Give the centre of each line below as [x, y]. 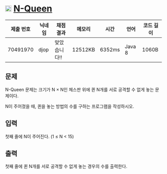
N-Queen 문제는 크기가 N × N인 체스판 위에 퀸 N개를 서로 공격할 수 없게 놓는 [80, 89]
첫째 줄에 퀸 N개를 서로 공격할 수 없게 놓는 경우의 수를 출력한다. [66, 167]
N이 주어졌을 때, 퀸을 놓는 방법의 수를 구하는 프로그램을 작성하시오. [70, 106]
